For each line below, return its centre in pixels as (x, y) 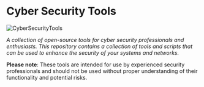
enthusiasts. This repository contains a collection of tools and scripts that (100, 46)
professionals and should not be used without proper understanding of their (102, 71)
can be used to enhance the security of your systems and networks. (93, 52)
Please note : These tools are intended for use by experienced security (96, 64)
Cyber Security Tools (61, 11)
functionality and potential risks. (47, 77)
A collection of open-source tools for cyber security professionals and (95, 40)
